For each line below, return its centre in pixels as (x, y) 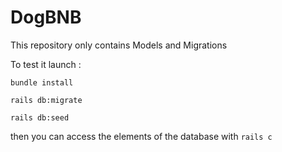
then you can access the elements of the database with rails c (141, 136)
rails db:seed (40, 117)
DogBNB (46, 17)
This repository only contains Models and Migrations (119, 45)
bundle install (42, 82)
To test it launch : (46, 64)
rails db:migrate (46, 100)
